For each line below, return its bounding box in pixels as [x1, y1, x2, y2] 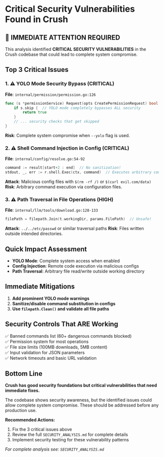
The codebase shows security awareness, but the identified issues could [5, 397, 152, 403]
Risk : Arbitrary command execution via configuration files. [5, 183, 123, 189]
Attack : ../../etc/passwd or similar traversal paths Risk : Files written [5, 226, 144, 231]
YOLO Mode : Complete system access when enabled [12, 258, 120, 264]
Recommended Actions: [5, 417, 55, 423]
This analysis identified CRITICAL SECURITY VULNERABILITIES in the [5, 46, 146, 52]
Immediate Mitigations [5, 282, 75, 291]
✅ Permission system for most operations [5, 339, 89, 344]
